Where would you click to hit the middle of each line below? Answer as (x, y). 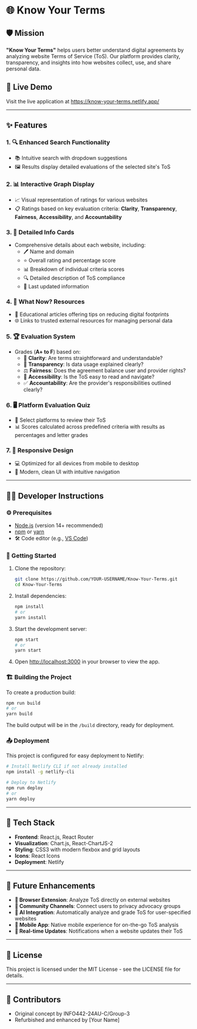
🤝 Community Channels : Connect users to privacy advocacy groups (97, 906)
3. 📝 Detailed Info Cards (40, 232)
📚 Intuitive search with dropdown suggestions (71, 158)
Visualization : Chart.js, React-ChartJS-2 (64, 843)
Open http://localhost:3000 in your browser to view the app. (87, 662)
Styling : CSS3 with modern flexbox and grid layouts (77, 849)
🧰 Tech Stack (30, 823)
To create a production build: (41, 692)
